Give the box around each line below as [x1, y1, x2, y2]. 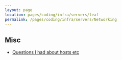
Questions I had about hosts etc [12, 49, 80, 55]
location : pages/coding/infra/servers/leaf [5, 12, 99, 17]
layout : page [5, 7, 33, 13]
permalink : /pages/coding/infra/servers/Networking [5, 17, 117, 22]
